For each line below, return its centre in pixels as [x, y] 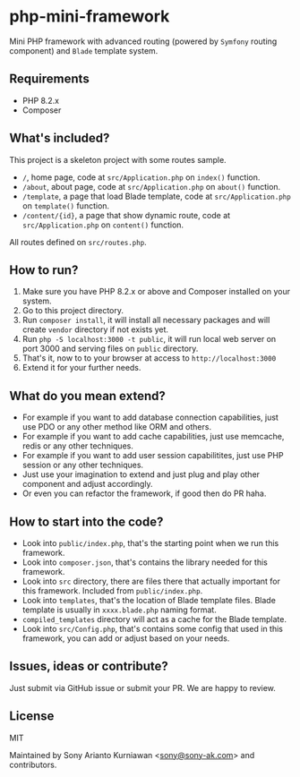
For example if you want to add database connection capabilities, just [150, 417]
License [32, 717]
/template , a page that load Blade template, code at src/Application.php [156, 196]
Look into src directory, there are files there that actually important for [151, 581]
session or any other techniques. [83, 465]
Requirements [49, 79]
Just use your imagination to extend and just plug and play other [141, 474]
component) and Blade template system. [84, 50]
